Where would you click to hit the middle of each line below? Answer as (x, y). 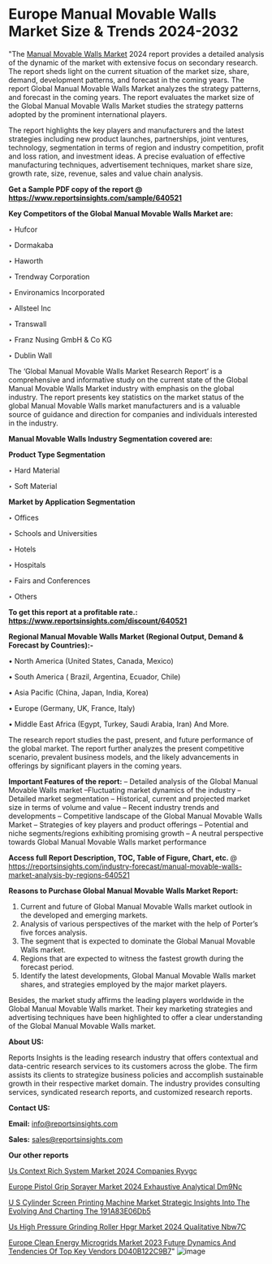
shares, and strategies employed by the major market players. (123, 984)
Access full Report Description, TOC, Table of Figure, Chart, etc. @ (123, 857)
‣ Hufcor (23, 229)
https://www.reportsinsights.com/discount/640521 (98, 621)
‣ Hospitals (27, 564)
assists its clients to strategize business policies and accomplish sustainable (136, 1074)
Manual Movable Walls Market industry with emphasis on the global (121, 388)
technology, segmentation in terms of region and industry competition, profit (136, 147)
